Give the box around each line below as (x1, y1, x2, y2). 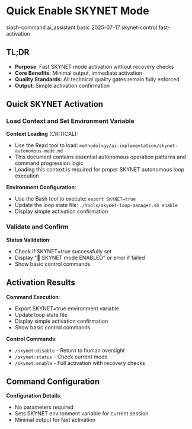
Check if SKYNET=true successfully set (14, 247, 112, 255)
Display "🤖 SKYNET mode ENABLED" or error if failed (14, 254, 145, 261)
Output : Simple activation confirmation (14, 82, 110, 89)
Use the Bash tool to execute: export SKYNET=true (14, 195, 136, 202)
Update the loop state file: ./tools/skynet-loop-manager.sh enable (14, 202, 178, 209)
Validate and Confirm (6, 223, 69, 231)
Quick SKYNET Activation (6, 99, 104, 109)
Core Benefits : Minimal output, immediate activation (14, 69, 143, 77)
